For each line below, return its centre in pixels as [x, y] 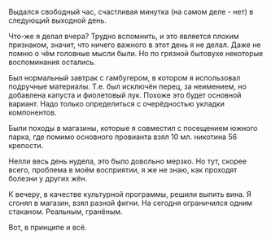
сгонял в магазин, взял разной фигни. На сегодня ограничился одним [131, 203]
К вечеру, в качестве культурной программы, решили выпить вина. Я [130, 194]
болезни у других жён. [48, 179]
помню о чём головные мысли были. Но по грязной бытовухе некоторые [136, 53]
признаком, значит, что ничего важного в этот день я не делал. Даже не [135, 45]
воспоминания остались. [52, 62]
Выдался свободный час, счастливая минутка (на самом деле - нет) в [131, 12]
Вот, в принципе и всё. [48, 227]
